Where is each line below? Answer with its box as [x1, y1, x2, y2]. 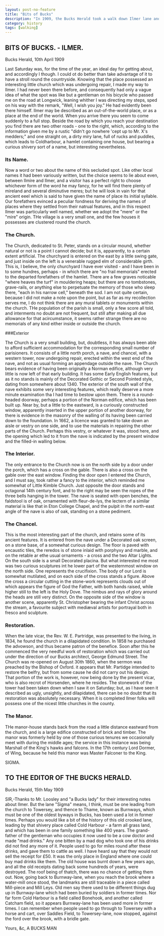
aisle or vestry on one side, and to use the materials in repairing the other [5, 423, 152, 429]
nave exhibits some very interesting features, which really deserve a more [5, 386, 154, 392]
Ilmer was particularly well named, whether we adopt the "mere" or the [5, 209, 148, 215]
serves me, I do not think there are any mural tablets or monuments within [5, 299, 154, 306]
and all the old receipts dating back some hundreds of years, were [5, 864, 139, 869]
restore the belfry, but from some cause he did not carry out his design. [5, 669, 149, 675]
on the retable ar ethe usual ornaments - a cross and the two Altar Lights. [5, 552, 153, 558]
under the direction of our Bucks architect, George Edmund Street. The [5, 654, 148, 660]
